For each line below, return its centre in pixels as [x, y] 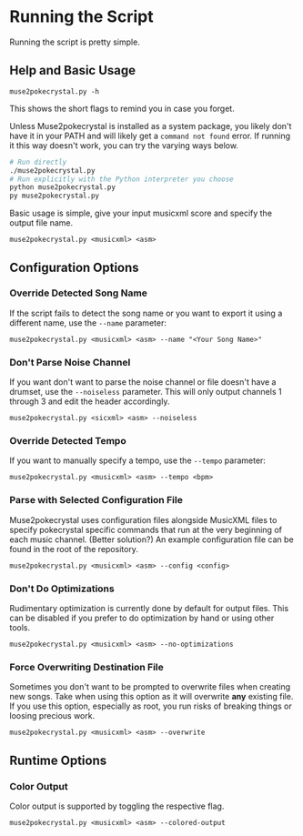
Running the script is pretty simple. [75, 42]
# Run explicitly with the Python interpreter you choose [121, 179]
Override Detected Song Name [79, 293]
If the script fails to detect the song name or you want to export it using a [146, 313]
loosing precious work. [52, 716]
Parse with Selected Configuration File [96, 500]
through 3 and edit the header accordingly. [90, 401]
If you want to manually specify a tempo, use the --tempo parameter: [138, 460]
